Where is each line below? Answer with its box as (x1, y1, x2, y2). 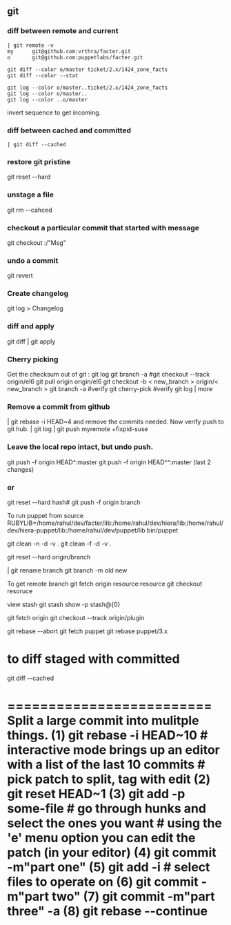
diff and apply (7, 321, 55, 331)
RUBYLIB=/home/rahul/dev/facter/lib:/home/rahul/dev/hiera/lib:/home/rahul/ (7, 519, 224, 527)
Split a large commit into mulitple (7, 713, 199, 728)
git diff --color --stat (7, 72, 79, 79)
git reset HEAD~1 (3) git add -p (7, 786, 185, 802)
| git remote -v (7, 41, 54, 49)
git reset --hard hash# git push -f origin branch (7, 498, 141, 506)
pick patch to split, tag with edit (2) (7, 772, 211, 787)
